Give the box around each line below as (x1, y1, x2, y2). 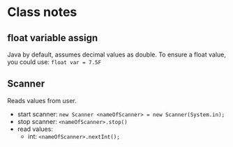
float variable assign (7, 32, 98, 44)
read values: (17, 125, 54, 133)
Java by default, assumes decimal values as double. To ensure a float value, (7, 50, 227, 59)
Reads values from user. (7, 96, 77, 105)
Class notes (7, 4, 77, 20)
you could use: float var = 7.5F (7, 58, 102, 66)
